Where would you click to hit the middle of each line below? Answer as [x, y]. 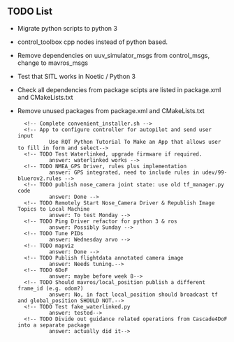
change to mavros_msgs [53, 63]
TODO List [30, 12]
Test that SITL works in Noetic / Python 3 [76, 76]
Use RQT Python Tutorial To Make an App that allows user [135, 142]
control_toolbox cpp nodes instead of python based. [93, 42]
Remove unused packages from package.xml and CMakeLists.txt [111, 110]
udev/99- [215, 172]
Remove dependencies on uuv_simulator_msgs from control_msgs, [114, 55]
